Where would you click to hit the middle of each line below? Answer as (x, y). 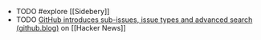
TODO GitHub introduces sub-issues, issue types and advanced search (134, 20)
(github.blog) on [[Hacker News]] (71, 28)
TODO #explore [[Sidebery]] (63, 11)
